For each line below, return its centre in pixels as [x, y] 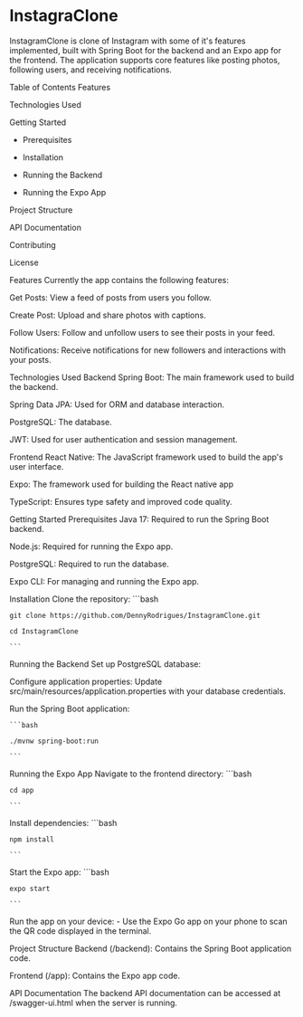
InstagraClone [64, 16]
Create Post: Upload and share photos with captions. [108, 315]
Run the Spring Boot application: [70, 708]
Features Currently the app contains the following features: [119, 280]
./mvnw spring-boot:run [54, 741]
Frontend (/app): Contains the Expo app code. [95, 975]
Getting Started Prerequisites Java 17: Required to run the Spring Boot [139, 519]
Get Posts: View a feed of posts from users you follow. [110, 297]
